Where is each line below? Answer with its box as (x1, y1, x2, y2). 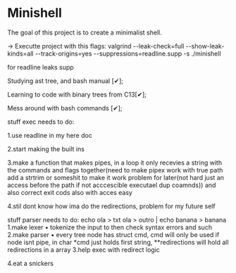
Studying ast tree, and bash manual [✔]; (7, 76, 124, 85)
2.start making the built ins (7, 144, 85, 153)
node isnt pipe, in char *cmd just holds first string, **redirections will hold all (7, 238, 229, 246)
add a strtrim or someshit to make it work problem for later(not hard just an (7, 173, 224, 182)
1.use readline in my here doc (7, 131, 93, 139)
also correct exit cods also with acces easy (7, 188, 132, 196)
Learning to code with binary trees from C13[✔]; (7, 90, 147, 99)
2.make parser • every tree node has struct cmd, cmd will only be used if (7, 230, 220, 239)
